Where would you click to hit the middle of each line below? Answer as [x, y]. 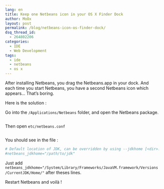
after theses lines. [63, 172]
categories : [17, 42]
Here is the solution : [26, 103]
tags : [10, 55]
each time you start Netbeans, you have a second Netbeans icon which [77, 88]
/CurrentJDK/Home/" [25, 173]
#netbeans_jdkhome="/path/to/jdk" [40, 153]
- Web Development [28, 51]
